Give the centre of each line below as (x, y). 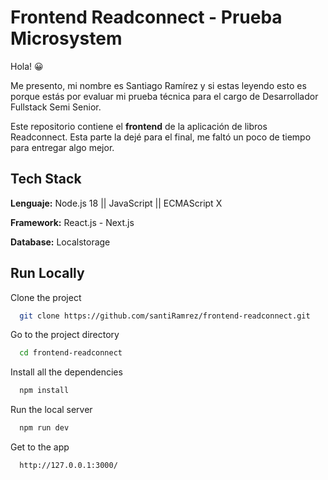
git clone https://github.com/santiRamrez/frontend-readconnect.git (165, 316)
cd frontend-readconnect (71, 353)
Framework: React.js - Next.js (72, 222)
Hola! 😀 (27, 66)
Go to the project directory (65, 335)
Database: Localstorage (60, 242)
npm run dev (44, 428)
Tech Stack (46, 179)
